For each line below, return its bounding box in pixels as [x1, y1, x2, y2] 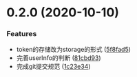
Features [6, 29, 37, 39]
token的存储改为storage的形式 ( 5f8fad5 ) [16, 46, 131, 54]
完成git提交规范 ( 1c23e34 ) [16, 63, 91, 71]
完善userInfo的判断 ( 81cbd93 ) [16, 54, 101, 62]
